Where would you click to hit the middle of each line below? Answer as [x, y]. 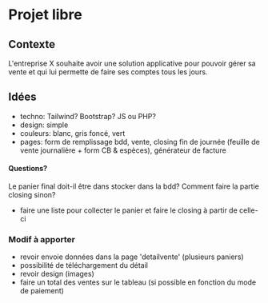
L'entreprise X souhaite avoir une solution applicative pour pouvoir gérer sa [132, 63]
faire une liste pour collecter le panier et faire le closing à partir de [128, 210]
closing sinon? [32, 195]
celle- [248, 210]
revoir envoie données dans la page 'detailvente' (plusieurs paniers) [132, 257]
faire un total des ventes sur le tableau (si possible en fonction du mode [138, 282]
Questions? [28, 169]
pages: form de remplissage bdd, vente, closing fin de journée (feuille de [140, 142]
